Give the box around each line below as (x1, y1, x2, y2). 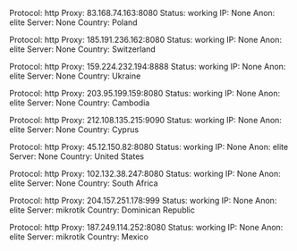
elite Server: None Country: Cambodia (9, 97, 150, 108)
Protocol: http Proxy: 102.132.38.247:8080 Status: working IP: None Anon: (9, 169, 281, 179)
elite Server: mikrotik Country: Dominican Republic (9, 205, 195, 215)
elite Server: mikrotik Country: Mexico (9, 231, 149, 242)
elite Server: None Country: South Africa (9, 178, 158, 188)
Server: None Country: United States (9, 151, 145, 162)
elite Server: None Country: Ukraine (9, 71, 141, 81)
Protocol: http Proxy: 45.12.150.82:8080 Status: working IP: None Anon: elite (9, 142, 289, 152)
